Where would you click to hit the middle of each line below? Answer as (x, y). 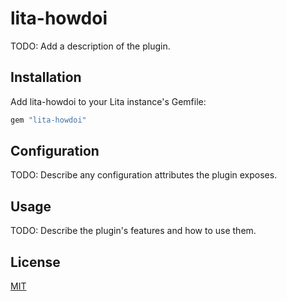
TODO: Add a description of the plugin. (90, 46)
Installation (46, 77)
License (35, 262)
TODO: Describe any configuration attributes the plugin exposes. (144, 175)
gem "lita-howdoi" (48, 120)
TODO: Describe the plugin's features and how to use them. (133, 231)
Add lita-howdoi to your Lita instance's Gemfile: (108, 101)
